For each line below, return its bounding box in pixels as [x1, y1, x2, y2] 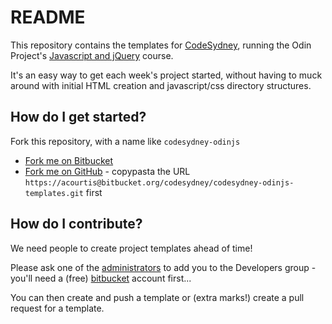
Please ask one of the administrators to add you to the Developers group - [10, 261, 317, 273]
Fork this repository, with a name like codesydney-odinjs [10, 135, 241, 147]
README [10, 6, 86, 29]
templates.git [24, 188, 84, 198]
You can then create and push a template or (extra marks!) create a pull [10, 291, 305, 303]
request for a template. [10, 302, 105, 314]
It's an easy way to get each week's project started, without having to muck [10, 69, 323, 81]
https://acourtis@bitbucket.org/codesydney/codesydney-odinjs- [24, 177, 295, 188]
